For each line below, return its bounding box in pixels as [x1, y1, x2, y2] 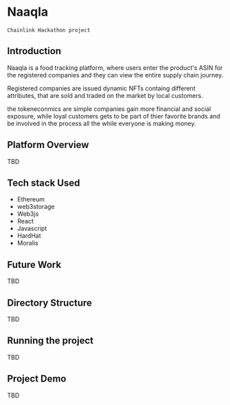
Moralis [16, 239, 39, 247]
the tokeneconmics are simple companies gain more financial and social [7, 104, 211, 113]
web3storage [16, 203, 55, 211]
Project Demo [7, 373, 67, 384]
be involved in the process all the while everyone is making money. [7, 119, 196, 127]
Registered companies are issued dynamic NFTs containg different [7, 84, 196, 93]
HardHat [16, 232, 41, 240]
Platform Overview [7, 139, 89, 151]
